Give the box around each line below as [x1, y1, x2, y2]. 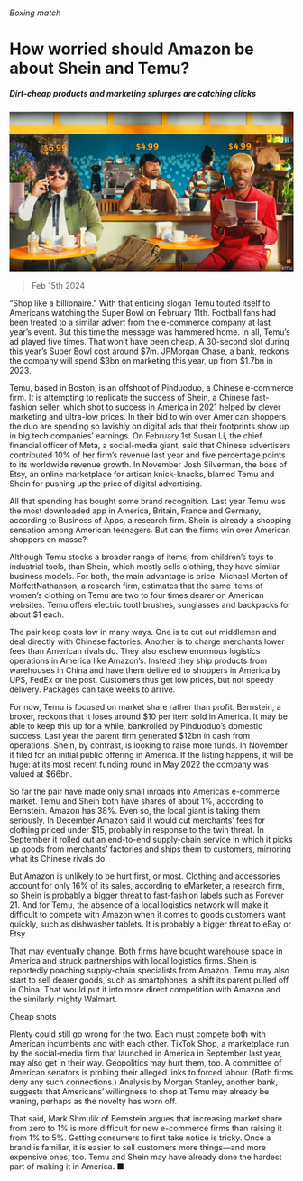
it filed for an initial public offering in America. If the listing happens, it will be [9, 750, 294, 761]
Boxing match [9, 7, 61, 18]
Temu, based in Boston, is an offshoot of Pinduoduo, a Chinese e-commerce [9, 383, 294, 393]
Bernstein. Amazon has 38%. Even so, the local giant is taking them [9, 806, 261, 817]
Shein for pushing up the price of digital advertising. [9, 478, 203, 489]
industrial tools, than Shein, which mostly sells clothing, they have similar [9, 561, 280, 572]
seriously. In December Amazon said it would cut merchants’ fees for [9, 815, 266, 826]
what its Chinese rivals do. [9, 853, 108, 864]
